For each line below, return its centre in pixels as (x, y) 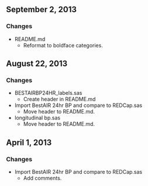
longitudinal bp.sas (37, 118)
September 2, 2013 (42, 10)
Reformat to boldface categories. (63, 45)
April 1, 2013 (29, 142)
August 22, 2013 (37, 64)
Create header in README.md (59, 99)
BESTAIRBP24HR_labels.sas (48, 93)
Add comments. (42, 178)
